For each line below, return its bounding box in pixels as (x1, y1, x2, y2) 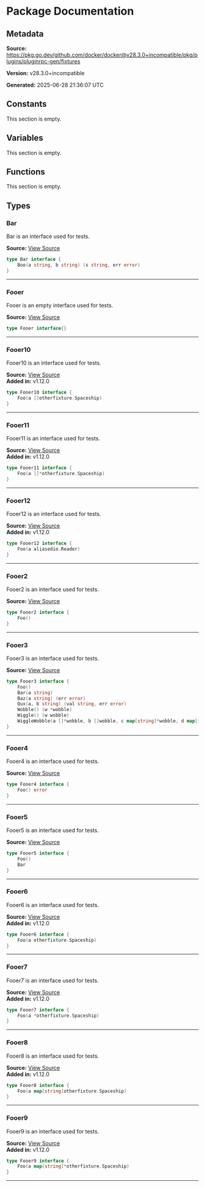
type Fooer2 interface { (6, 609, 70, 615)
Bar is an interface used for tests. (6, 233, 90, 240)
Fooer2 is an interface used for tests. (6, 586, 99, 593)
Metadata (6, 29, 44, 39)
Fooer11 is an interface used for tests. (6, 435, 101, 442)
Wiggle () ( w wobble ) (17, 712, 70, 719)
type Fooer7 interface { (6, 1006, 70, 1013)
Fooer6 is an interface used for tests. (6, 901, 99, 908)
